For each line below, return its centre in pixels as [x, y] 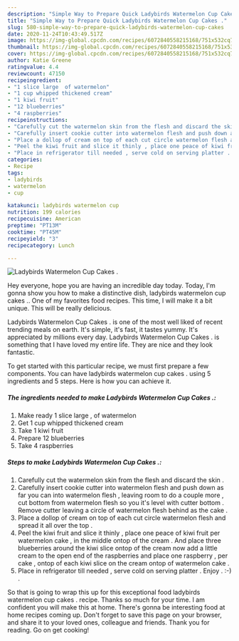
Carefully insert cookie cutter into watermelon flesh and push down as [121, 488]
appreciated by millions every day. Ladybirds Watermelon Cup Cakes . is [113, 337]
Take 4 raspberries [45, 446]
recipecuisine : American [44, 219]
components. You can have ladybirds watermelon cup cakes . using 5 [109, 374]
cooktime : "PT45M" [34, 232]
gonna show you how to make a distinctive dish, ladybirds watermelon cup [117, 293]
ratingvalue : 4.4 [33, 67]
